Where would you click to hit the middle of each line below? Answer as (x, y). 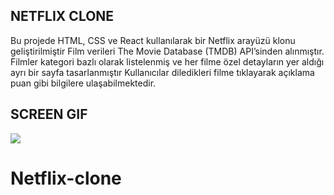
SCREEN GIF (49, 114)
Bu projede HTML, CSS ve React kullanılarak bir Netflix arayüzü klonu (153, 40)
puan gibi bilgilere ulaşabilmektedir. (83, 83)
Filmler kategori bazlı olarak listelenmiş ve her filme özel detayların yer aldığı (167, 61)
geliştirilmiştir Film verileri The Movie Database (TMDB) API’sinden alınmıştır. (167, 51)
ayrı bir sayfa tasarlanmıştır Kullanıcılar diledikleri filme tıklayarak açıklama (162, 72)
